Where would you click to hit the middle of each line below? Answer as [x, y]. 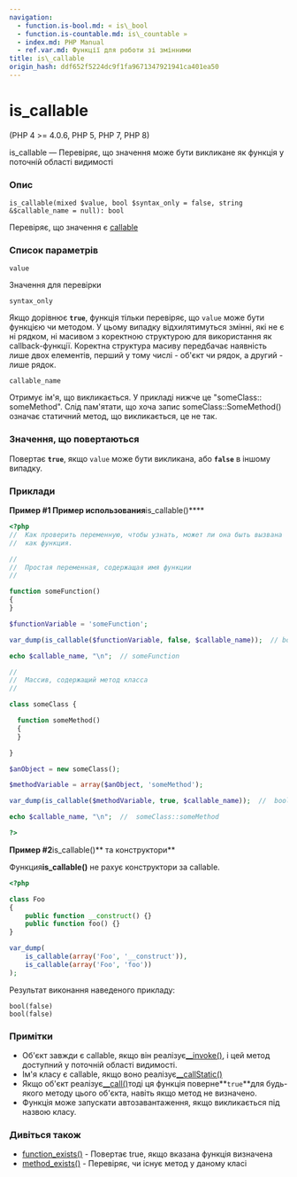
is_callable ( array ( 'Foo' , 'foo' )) [88, 964]
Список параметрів [54, 251]
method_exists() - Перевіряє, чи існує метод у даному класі [134, 1164]
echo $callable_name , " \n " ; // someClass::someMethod [114, 817]
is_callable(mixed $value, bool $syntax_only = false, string [126, 203]
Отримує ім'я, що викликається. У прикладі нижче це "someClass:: [136, 398]
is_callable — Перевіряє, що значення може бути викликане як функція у [147, 152]
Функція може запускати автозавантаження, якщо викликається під [151, 1102]
